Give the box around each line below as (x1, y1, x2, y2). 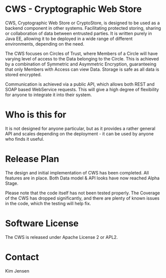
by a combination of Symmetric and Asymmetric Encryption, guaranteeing (5, 61, 157, 67)
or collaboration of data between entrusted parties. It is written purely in (5, 30, 152, 36)
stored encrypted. (5, 71, 42, 77)
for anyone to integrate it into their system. (5, 92, 92, 98)
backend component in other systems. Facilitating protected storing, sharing (5, 25, 161, 31)
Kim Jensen (5, 268, 30, 274)
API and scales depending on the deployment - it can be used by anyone (5, 130, 154, 137)
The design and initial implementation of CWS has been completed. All (5, 169, 149, 175)
